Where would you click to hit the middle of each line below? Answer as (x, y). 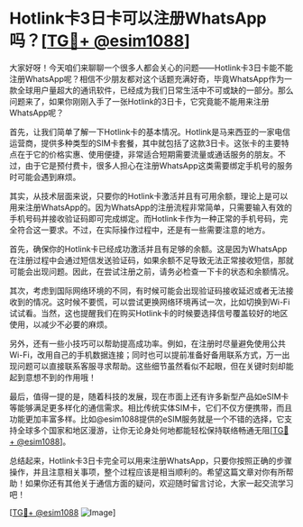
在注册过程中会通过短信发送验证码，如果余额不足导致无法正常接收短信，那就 (151, 260)
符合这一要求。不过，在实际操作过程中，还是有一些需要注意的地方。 (143, 230)
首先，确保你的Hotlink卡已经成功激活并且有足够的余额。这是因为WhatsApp (148, 249)
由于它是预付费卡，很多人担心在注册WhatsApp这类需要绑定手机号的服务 (159, 165)
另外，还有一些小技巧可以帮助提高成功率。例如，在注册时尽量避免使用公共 (147, 343)
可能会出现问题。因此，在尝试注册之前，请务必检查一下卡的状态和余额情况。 (151, 271)
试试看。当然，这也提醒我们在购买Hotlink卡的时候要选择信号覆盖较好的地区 (149, 313)
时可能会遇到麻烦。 (45, 177)
